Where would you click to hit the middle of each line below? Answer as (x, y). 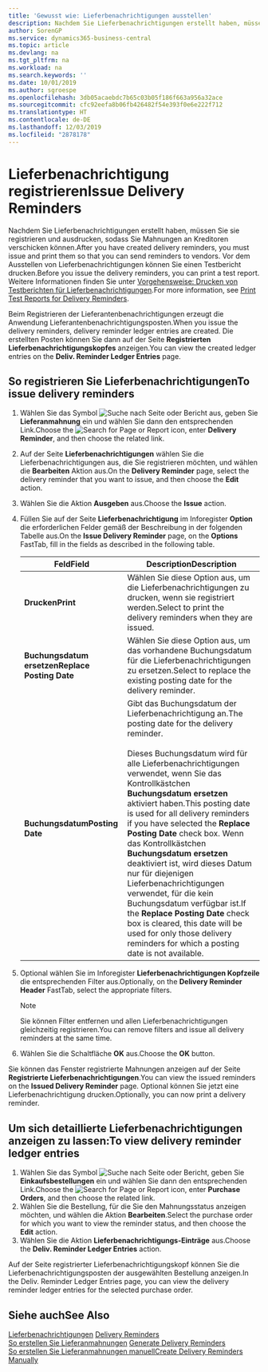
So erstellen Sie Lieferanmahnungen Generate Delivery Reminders (117, 1343)
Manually (23, 1360)
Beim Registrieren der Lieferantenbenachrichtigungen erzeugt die (116, 313)
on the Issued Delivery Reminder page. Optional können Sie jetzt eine (124, 1086)
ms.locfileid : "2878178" (49, 134)
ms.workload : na (35, 68)
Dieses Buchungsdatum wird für (187, 754)
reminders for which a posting (183, 943)
